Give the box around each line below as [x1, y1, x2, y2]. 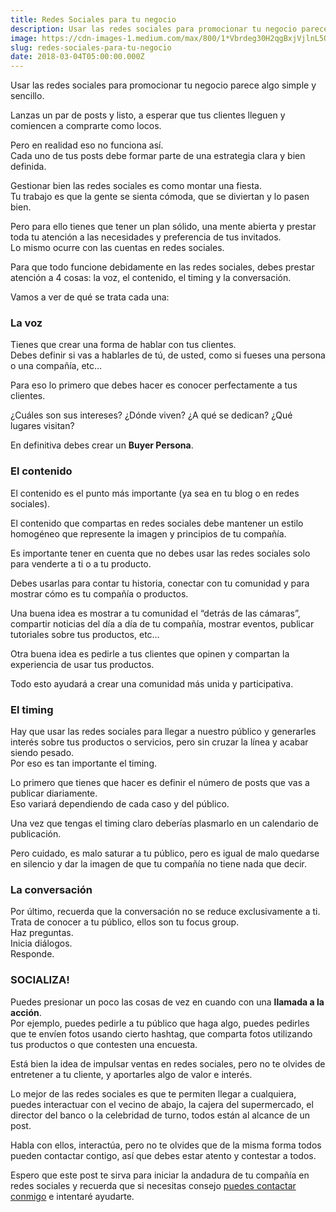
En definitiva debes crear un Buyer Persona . [10, 439, 194, 451]
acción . [10, 1006, 42, 1018]
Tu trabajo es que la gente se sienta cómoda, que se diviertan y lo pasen [10, 191, 310, 203]
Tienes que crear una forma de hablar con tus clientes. [10, 339, 237, 351]
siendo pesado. [10, 747, 75, 759]
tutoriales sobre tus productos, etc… [10, 628, 160, 640]
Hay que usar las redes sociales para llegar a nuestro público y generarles [10, 726, 317, 738]
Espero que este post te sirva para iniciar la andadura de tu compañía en [10, 1169, 310, 1181]
